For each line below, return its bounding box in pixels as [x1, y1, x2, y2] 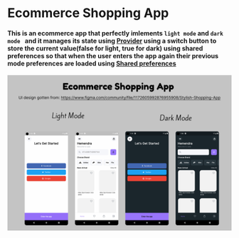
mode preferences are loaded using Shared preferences [7, 59, 176, 67]
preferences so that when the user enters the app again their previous [7, 51, 219, 60]
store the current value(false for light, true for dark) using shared [7, 44, 203, 53]
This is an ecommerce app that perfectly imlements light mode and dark [7, 28, 224, 37]
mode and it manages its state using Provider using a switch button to [7, 36, 217, 45]
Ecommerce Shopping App [7, 5, 169, 21]
